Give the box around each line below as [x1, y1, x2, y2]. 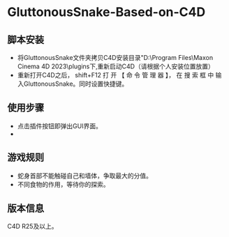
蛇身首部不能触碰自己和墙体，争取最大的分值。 [17, 171, 152, 180]
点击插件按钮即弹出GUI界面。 [17, 121, 103, 130]
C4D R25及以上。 [7, 222, 58, 231]
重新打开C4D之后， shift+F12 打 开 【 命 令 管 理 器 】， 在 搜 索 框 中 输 [17, 71, 222, 79]
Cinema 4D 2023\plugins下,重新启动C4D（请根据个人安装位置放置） [17, 62, 214, 70]
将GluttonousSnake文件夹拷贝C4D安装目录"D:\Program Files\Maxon [17, 54, 214, 61]
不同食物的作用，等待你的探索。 [17, 180, 110, 188]
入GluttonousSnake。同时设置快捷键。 [17, 79, 128, 88]
